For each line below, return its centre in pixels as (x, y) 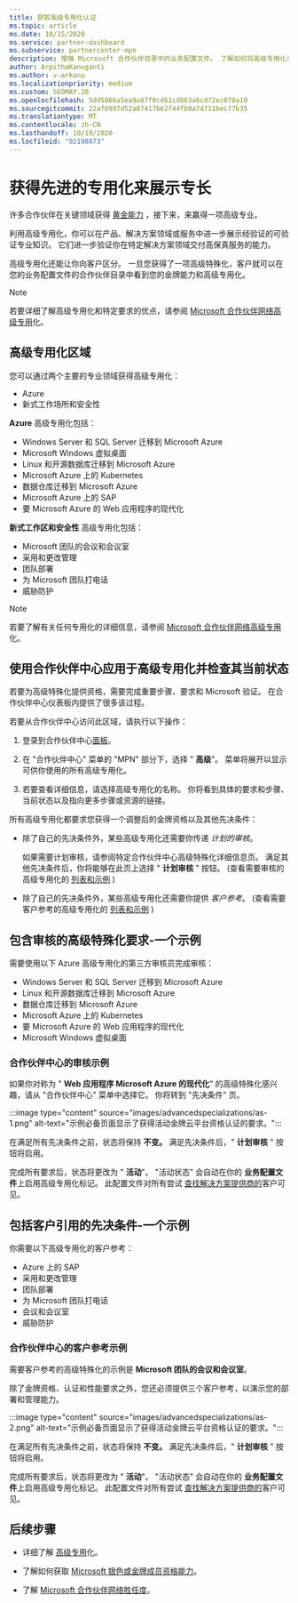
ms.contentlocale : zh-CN (55, 125)
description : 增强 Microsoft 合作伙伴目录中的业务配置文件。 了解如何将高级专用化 (148, 59)
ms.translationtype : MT (53, 116)
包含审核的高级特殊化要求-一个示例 (105, 940)
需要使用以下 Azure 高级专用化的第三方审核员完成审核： (112, 963)
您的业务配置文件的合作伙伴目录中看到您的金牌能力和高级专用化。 (129, 274)
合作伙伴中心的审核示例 (59, 1063)
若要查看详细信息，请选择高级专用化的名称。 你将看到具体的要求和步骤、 (155, 789)
